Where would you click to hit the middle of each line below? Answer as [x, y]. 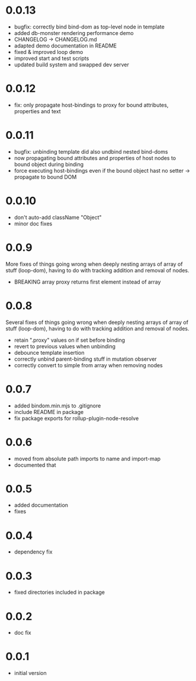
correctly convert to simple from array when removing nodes [89, 365]
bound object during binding [49, 164]
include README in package [49, 412]
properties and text [37, 111]
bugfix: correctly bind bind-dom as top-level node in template [89, 27]
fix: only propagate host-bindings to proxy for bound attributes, [91, 105]
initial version [30, 673]
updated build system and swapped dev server [72, 64]
